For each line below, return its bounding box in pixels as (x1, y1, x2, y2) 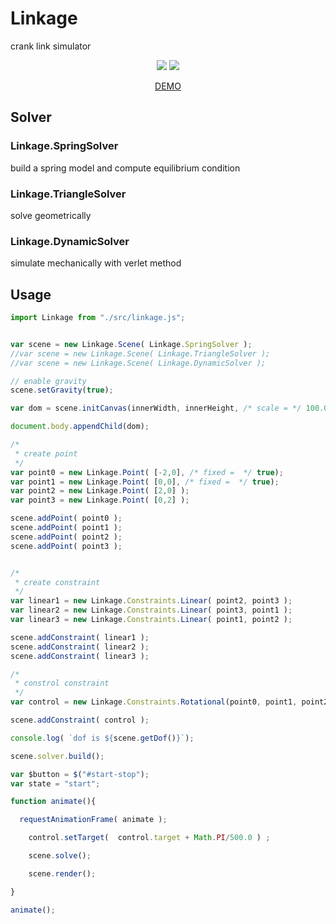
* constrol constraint (14, 678, 110, 689)
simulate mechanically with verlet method (10, 257, 182, 269)
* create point (14, 448, 78, 459)
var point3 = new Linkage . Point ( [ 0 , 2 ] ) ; (10, 495, 190, 506)
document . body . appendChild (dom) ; (10, 422, 150, 432)
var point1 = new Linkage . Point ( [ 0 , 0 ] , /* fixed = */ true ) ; (10, 477, 280, 487)
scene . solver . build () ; (10, 751, 105, 761)
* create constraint (14, 577, 101, 587)
